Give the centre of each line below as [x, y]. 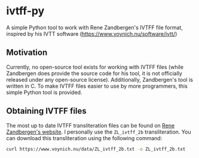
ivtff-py [25, 11]
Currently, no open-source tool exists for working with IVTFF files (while [95, 67]
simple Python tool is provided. [44, 92]
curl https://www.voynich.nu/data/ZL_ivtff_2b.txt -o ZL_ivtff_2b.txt [96, 149]
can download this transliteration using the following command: [84, 138]
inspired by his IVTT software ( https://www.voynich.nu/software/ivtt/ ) [92, 33]
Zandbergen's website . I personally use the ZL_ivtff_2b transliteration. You [99, 132]
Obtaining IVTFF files [46, 111]
